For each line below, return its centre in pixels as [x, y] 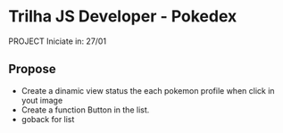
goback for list [48, 119]
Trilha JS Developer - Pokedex [123, 17]
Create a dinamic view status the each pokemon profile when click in [148, 90]
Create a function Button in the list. [85, 110]
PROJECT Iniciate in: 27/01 [58, 41]
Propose [32, 69]
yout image [42, 100]
